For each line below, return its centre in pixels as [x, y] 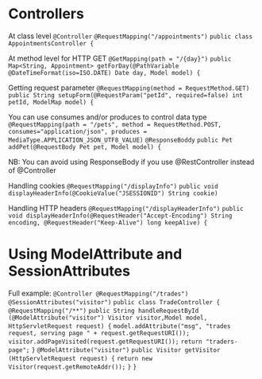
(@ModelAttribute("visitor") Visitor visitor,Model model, [108, 318]
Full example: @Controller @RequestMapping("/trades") [98, 293]
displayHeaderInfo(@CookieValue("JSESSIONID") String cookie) [113, 193]
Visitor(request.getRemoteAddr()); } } [73, 367]
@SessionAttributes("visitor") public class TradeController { [114, 302]
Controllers [46, 14]
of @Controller [33, 170]
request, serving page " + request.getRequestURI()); [99, 333]
